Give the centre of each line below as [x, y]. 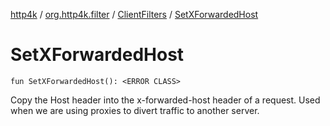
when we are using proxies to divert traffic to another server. [135, 110]
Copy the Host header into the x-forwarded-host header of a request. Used [165, 100]
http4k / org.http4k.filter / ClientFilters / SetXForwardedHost [134, 14]
